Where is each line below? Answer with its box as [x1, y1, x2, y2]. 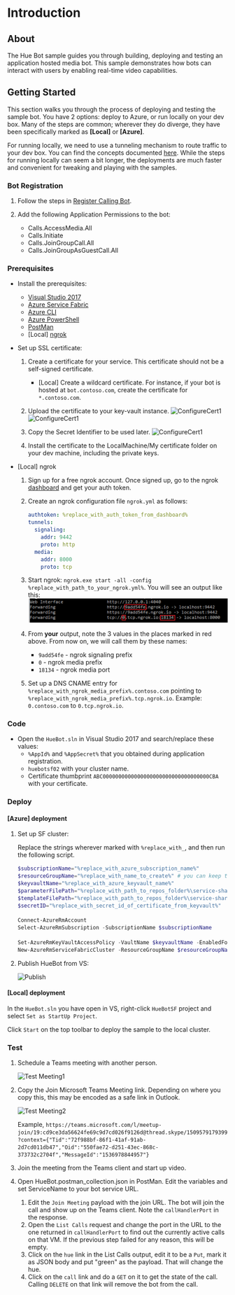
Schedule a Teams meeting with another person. [17, 1059, 157, 1067]
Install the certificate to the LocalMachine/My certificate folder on [27, 441, 218, 450]
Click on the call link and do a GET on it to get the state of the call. [27, 1273, 218, 1281]
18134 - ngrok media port [38, 665, 111, 674]
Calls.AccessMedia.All [27, 224, 92, 233]
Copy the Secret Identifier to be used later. [27, 428, 150, 436]
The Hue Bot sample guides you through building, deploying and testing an [7, 51, 223, 60]
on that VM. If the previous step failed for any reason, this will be [27, 1235, 215, 1244]
